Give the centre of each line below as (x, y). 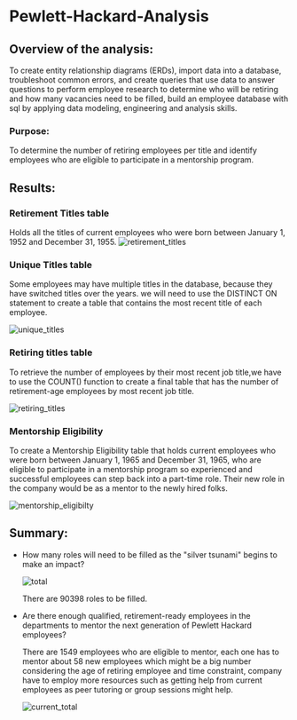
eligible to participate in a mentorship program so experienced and (131, 469)
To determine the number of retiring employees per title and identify (133, 150)
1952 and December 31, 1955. (63, 241)
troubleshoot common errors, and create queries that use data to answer (142, 80)
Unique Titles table (51, 265)
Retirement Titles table (59, 213)
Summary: (39, 533)
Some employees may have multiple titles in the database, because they (141, 284)
